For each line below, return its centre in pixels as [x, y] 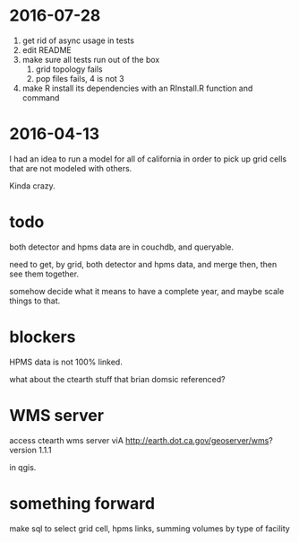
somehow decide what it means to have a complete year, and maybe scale [147, 291]
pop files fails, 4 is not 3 [80, 78]
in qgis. [23, 467]
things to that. [35, 301]
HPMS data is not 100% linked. [66, 362]
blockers [43, 337]
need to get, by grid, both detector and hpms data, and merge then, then [143, 264]
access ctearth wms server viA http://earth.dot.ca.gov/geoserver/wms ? [141, 440]
